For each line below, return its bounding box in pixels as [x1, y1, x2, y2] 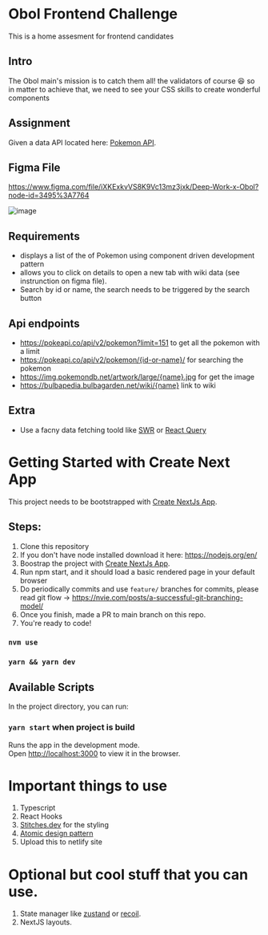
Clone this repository [19, 541, 90, 551]
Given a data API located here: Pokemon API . [8, 137, 157, 147]
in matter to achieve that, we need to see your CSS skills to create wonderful [8, 84, 261, 94]
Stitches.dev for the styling [19, 820, 110, 830]
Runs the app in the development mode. [8, 740, 140, 750]
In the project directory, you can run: [8, 701, 129, 711]
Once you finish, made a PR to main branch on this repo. [19, 609, 206, 619]
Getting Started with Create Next [8, 453, 230, 471]
